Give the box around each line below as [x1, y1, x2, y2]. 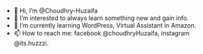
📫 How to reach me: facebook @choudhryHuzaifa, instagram [13, 29, 190, 37]
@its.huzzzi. [13, 39, 49, 47]
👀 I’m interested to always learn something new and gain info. [13, 14, 189, 22]
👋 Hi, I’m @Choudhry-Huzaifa [13, 7, 98, 15]
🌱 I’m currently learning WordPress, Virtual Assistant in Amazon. [13, 21, 197, 29]
